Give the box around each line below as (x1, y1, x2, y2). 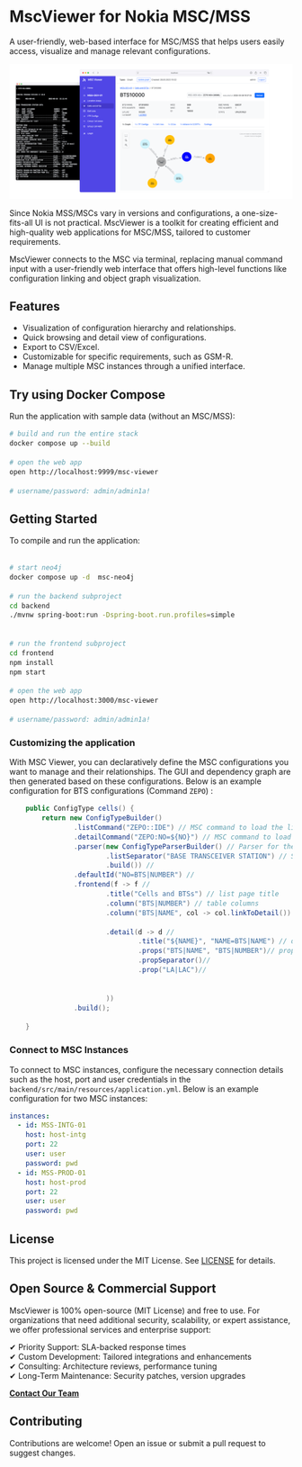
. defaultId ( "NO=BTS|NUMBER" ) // (73, 870, 195, 879)
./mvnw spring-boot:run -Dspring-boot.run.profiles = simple (9, 610, 235, 620)
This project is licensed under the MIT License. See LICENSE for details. (9, 1255, 276, 1265)
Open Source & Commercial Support (9, 1281, 217, 1297)
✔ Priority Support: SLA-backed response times (9, 1341, 187, 1352)
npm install (9, 658, 54, 667)
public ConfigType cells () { (25, 804, 135, 814)
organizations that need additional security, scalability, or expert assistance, (9, 1314, 291, 1325)
